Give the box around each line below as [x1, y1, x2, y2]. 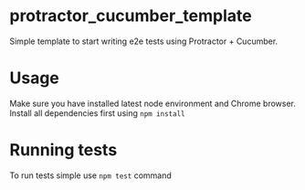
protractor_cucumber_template [9, 5, 253, 26]
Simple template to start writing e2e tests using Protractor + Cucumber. [9, 36, 279, 47]
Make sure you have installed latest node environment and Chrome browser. [9, 98, 297, 109]
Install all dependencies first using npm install [9, 107, 185, 119]
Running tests [9, 140, 118, 161]
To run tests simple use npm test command [9, 170, 172, 181]
